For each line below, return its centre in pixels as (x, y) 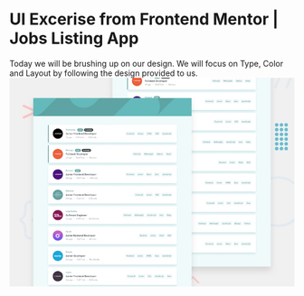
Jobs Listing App (74, 38)
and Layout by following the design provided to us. (104, 73)
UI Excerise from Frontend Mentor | (144, 19)
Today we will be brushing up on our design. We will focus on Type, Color (147, 63)
